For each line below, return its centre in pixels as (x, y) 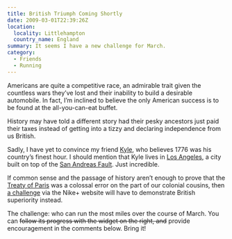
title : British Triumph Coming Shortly (65, 14)
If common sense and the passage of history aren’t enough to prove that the (116, 178)
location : (22, 26)
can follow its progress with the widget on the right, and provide (99, 221)
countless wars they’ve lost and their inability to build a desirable (100, 93)
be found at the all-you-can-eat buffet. (63, 107)
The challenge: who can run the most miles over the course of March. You (113, 213)
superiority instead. (35, 200)
